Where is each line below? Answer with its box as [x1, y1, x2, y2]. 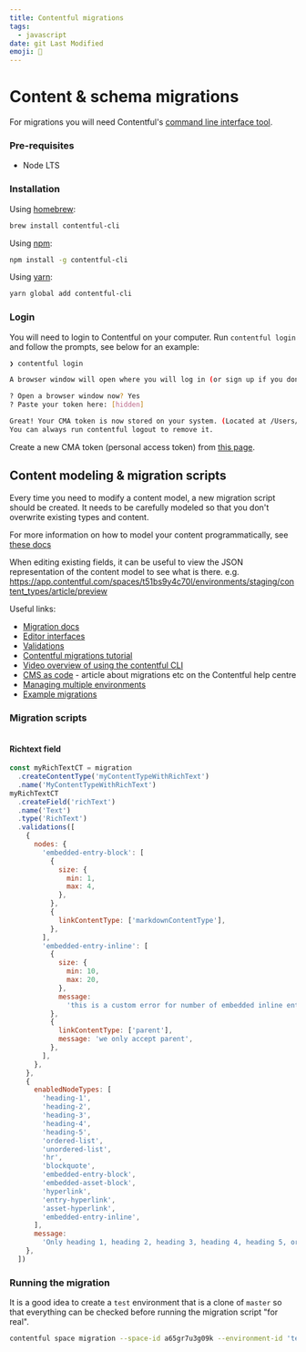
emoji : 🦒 [9, 47, 43, 56]
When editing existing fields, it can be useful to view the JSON [9, 557, 244, 568]
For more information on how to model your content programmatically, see [9, 529, 289, 540]
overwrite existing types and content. [9, 511, 149, 522]
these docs [9, 538, 52, 549]
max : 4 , [66, 882, 96, 891]
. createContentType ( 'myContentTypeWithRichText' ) [17, 772, 209, 782]
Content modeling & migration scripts [9, 468, 227, 484]
